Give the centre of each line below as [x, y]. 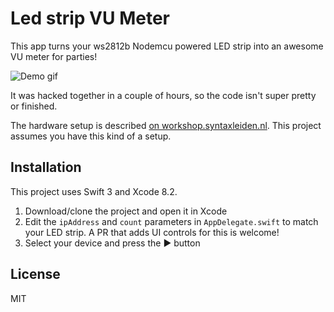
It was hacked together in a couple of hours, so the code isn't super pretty [163, 95]
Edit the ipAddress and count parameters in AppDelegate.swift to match [171, 221]
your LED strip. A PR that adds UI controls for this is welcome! [152, 232]
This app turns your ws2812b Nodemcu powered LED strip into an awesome [167, 46]
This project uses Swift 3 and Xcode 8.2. [94, 191]
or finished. [34, 106]
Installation [46, 167]
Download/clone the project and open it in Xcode [126, 211]
